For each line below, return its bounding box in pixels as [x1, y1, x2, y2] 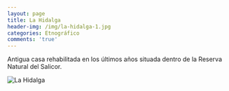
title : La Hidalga [7, 17, 61, 24]
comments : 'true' [7, 36, 58, 43]
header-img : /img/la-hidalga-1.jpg [7, 23, 111, 30]
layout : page [7, 10, 46, 17]
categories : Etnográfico [7, 29, 80, 37]
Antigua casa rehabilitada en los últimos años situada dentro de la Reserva [7, 55, 223, 63]
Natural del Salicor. [7, 63, 62, 71]
